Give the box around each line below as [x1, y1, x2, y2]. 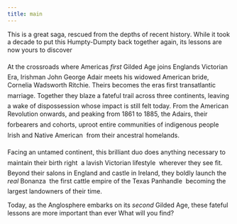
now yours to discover [7, 46, 72, 54]
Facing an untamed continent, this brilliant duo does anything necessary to [7, 147, 226, 156]
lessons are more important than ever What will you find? [7, 208, 175, 217]
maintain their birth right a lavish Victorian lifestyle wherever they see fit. [7, 158, 223, 167]
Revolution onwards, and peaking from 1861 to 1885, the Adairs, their [7, 110, 208, 118]
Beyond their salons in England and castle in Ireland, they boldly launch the [7, 169, 227, 177]
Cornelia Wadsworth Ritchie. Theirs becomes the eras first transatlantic [7, 80, 216, 89]
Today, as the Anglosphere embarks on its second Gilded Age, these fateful [7, 201, 228, 209]
